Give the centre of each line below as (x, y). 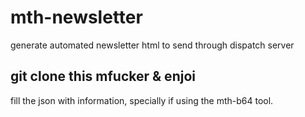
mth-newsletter (76, 17)
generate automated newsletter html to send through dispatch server (152, 45)
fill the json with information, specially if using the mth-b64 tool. (142, 100)
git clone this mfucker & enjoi (103, 76)
